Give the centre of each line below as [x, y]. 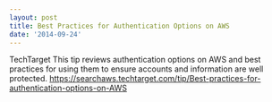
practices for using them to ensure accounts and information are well [136, 69]
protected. [28, 79]
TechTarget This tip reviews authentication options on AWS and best [135, 60]
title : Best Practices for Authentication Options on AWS [119, 26]
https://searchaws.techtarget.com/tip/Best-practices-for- [155, 79]
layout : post [34, 17]
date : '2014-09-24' [46, 34]
